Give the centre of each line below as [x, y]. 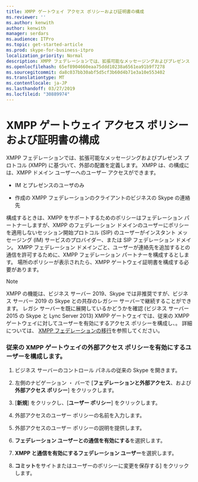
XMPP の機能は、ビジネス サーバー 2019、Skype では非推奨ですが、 [90, 293]
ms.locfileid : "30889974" [38, 94]
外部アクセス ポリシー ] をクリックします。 [66, 390]
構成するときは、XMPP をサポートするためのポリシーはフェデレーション [95, 217]
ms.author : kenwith [30, 23]
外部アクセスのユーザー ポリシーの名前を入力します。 [80, 415]
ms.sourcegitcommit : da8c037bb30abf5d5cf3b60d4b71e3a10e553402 [86, 72]
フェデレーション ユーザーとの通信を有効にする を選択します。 [90, 440]
